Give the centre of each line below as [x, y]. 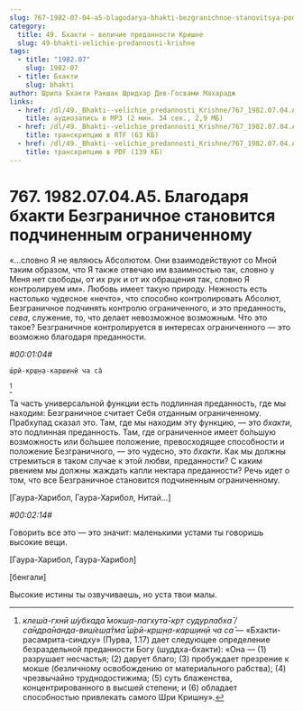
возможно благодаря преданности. [78, 337]
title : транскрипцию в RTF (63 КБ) [92, 135]
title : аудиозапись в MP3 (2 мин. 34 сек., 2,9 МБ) [124, 118]
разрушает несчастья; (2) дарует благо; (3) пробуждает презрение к [156, 659]
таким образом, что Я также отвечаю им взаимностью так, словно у [142, 269]
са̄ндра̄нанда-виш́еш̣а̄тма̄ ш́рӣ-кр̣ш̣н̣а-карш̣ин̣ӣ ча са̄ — [133, 630]
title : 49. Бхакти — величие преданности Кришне [110, 34]
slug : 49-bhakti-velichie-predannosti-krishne [106, 43]
